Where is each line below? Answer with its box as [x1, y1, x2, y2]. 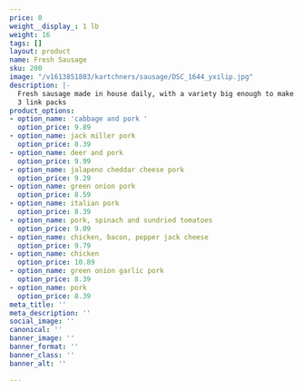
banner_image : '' [9, 334, 75, 343]
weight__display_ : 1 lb [9, 22, 100, 31]
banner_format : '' [9, 342, 79, 351]
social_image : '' [9, 317, 75, 327]
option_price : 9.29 [17, 173, 92, 182]
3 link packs [17, 97, 67, 107]
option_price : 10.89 [17, 258, 95, 268]
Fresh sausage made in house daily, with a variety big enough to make [17, 89, 295, 98]
